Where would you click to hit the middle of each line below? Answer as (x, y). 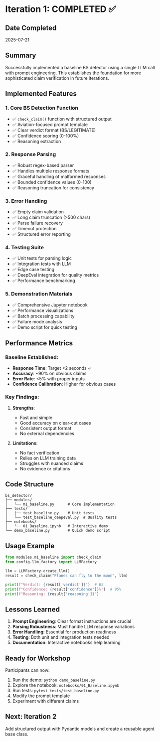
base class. (17, 734)
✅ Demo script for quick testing (45, 327)
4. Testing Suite (24, 248)
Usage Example (30, 546)
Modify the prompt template (41, 696)
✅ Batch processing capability (43, 316)
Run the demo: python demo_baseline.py (54, 680)
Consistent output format (46, 428)
